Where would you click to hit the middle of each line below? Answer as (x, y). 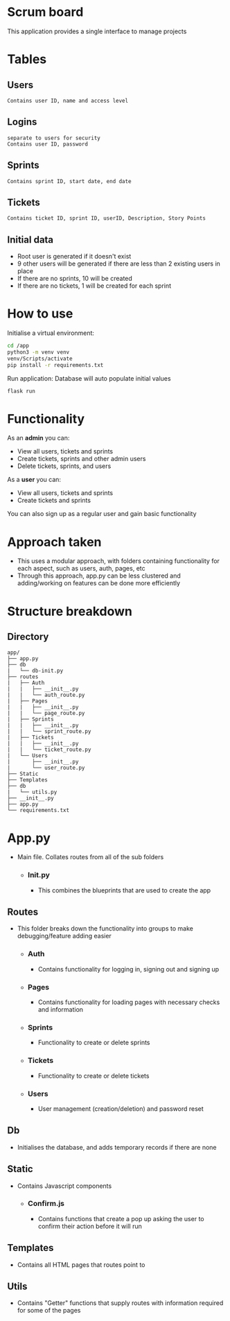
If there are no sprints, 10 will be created (75, 279)
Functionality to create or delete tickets (94, 1076)
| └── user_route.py (46, 768)
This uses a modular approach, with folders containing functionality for (118, 561)
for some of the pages (49, 1311)
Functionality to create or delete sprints (94, 1043)
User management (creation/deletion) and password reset (121, 1108)
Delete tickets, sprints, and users (64, 466)
